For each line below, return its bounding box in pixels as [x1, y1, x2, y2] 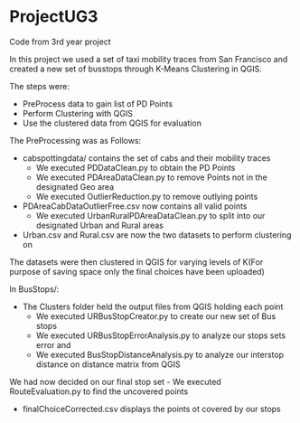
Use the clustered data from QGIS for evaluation [22, 117, 202, 128]
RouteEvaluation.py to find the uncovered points [9, 386, 189, 397]
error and [35, 339, 71, 350]
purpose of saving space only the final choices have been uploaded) [9, 266, 265, 277]
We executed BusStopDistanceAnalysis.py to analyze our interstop [35, 349, 285, 360]
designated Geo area [35, 181, 115, 192]
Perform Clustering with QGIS [22, 108, 134, 118]
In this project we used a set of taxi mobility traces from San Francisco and [9, 53, 288, 64]
